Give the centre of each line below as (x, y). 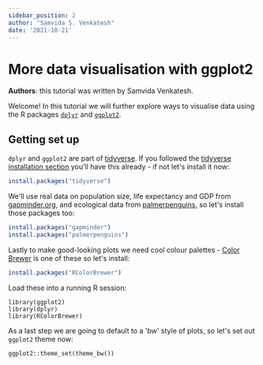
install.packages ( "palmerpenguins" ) (68, 235)
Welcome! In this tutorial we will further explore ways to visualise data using (131, 106)
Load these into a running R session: (68, 288)
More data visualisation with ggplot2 (131, 69)
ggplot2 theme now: (41, 339)
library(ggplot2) (37, 302)
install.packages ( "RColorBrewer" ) (65, 273)
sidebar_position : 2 (42, 15)
